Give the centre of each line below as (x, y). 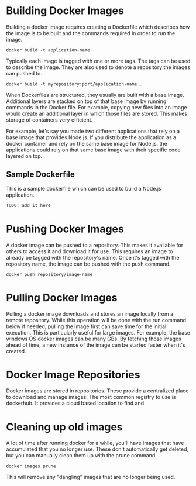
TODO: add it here (28, 205)
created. (16, 351)
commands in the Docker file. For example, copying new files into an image (97, 107)
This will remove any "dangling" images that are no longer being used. (91, 477)
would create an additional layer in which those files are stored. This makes (97, 113)
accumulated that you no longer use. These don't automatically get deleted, (97, 449)
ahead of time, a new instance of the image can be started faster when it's (96, 345)
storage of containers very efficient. (49, 120)
